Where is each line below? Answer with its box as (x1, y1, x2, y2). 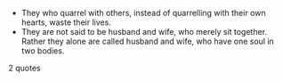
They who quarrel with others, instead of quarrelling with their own (20, 8, 266, 18)
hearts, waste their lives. (20, 17, 112, 28)
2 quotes (8, 62, 41, 73)
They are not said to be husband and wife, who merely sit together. (20, 27, 268, 37)
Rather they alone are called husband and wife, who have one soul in (20, 36, 275, 46)
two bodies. (20, 45, 65, 56)
